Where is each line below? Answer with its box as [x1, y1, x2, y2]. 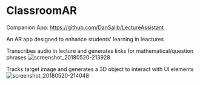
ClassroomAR [6, 4, 77, 18]
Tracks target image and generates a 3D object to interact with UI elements [6, 65, 194, 73]
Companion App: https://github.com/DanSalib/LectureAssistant [6, 24, 164, 31]
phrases [6, 53, 27, 61]
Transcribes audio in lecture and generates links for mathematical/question [6, 47, 194, 55]
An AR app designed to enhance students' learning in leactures [6, 35, 164, 42]
